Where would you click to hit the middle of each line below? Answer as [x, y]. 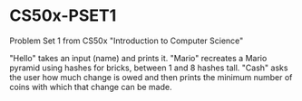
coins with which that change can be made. [91, 87]
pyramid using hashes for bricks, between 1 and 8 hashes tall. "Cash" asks [149, 68]
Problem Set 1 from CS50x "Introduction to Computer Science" [127, 41]
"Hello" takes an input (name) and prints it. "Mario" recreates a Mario [138, 58]
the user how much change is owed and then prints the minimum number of [151, 77]
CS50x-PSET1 [63, 16]
